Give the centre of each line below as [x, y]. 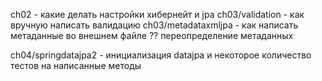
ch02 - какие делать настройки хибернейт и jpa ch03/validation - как [157, 14]
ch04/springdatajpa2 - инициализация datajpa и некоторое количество [161, 55]
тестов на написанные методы [76, 65]
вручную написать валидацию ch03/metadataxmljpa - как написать [154, 25]
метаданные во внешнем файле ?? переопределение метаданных [152, 35]
